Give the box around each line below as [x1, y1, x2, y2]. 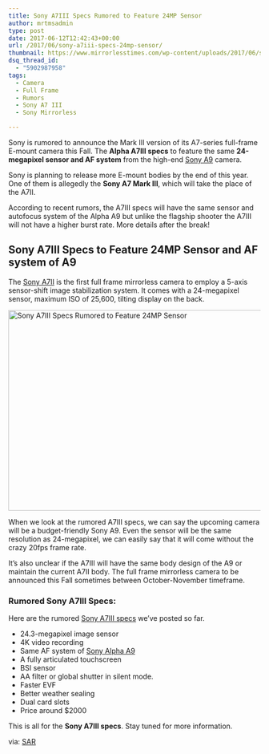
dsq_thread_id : [8, 57, 59, 65]
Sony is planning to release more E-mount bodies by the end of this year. [8, 170, 249, 180]
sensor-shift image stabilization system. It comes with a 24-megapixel [8, 286, 240, 295]
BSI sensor [19, 663, 56, 673]
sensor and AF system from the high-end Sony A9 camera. [45, 155, 243, 164]
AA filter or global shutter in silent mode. [19, 671, 154, 682]
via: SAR [8, 737, 36, 747]
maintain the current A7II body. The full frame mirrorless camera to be [8, 566, 239, 576]
